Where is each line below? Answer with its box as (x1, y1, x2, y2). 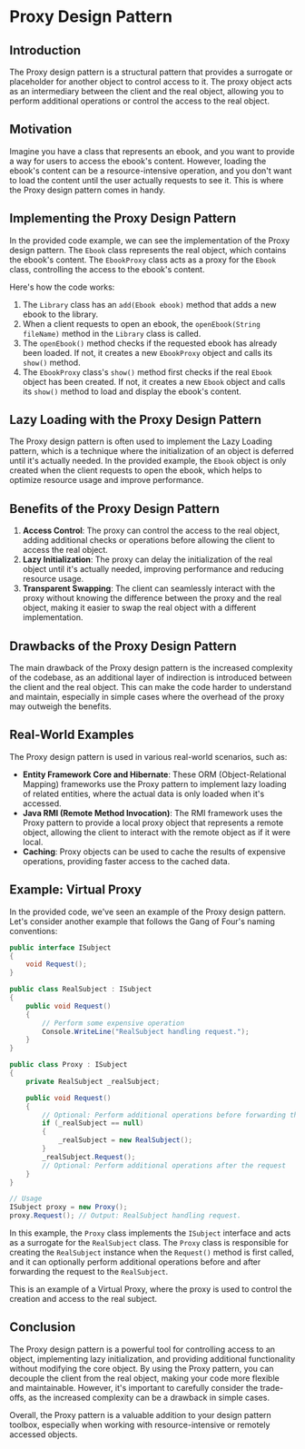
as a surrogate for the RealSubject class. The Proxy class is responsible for (9, 1237, 289, 1248)
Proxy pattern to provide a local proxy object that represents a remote (22, 817, 284, 828)
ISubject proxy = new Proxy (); (9, 1203, 128, 1212)
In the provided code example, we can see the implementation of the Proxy (9, 234, 290, 246)
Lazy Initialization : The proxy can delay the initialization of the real (22, 554, 273, 565)
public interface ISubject (9, 942, 112, 952)
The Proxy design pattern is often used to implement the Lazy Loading (9, 436, 272, 447)
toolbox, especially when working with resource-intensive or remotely (9, 1419, 271, 1430)
